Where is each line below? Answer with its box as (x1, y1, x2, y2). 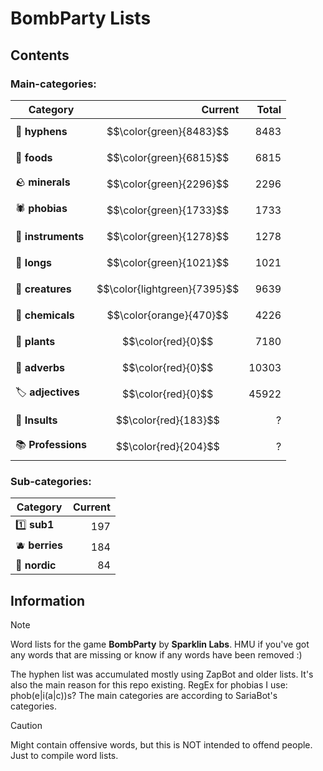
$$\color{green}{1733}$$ (106, 203, 230, 217)
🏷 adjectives (15, 385, 80, 399)
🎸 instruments (15, 229, 85, 243)
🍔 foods (15, 150, 53, 164)
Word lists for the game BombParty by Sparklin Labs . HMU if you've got (10, 638, 310, 650)
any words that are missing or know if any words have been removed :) (10, 648, 303, 661)
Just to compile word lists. (10, 749, 119, 761)
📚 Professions (15, 438, 87, 452)
